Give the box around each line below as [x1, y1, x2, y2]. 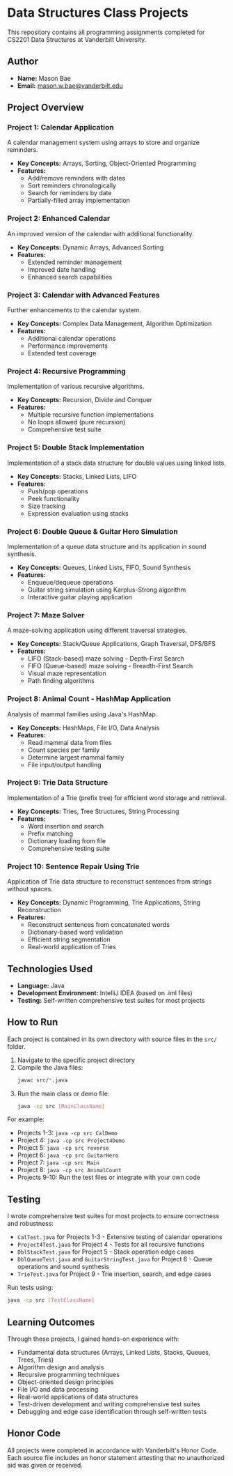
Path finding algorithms [27, 677, 95, 685]
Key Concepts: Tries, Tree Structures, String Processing [17, 807, 179, 815]
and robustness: [7, 1220, 54, 1228]
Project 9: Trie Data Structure [7, 778, 109, 787]
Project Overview [7, 102, 84, 114]
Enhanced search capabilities [27, 272, 113, 281]
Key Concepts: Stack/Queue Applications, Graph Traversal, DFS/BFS [17, 640, 216, 648]
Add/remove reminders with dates [27, 174, 126, 183]
